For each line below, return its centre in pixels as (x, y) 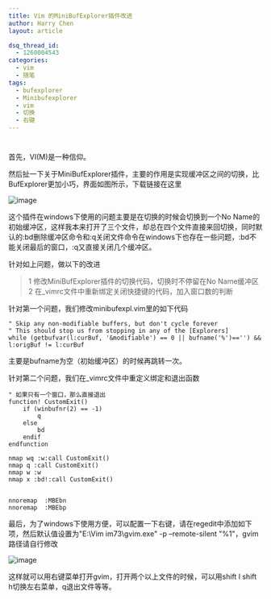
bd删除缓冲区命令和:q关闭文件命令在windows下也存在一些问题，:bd (137, 237)
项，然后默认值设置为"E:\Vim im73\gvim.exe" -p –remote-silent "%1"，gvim (133, 534)
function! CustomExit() (48, 402)
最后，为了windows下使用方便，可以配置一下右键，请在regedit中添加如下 (130, 524)
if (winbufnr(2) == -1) (63, 409)
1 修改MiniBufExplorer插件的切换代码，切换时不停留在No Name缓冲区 (144, 281)
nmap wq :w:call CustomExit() (59, 459)
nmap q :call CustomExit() (54, 466)
